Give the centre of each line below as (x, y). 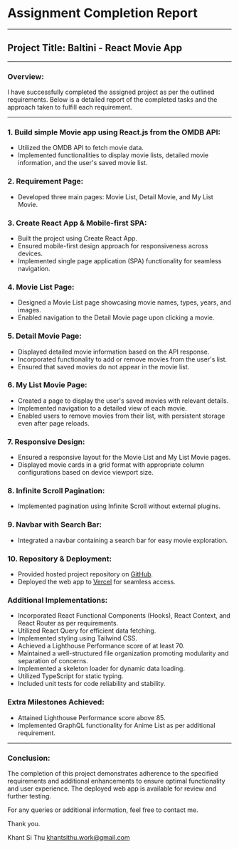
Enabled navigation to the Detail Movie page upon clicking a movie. (116, 317)
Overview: (26, 76)
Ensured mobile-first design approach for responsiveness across (113, 246)
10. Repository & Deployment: (60, 559)
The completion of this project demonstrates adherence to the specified (113, 773)
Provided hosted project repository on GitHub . (85, 574)
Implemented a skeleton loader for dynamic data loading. (101, 669)
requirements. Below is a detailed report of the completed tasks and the (112, 100)
